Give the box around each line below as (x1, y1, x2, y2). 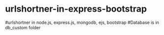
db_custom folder (5, 24, 41, 30)
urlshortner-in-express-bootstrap (5, 3, 147, 15)
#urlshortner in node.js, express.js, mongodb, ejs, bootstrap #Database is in (5, 19, 159, 25)
